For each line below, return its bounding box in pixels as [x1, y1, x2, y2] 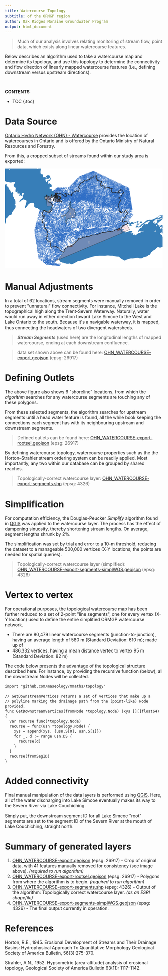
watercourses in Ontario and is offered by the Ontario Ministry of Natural [5, 138, 154, 144]
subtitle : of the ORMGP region [5, 13, 70, 19]
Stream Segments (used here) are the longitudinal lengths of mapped [17, 334, 161, 341]
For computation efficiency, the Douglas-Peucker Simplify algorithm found [5, 515, 158, 521]
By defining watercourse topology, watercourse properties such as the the [5, 450, 158, 456]
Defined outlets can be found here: [17, 435, 89, 441]
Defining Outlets [5, 372, 75, 384]
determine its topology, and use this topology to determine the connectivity [5, 59, 160, 65]
